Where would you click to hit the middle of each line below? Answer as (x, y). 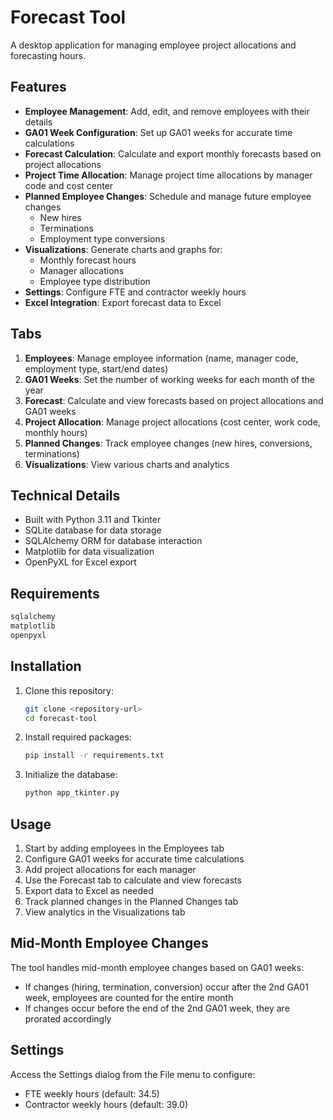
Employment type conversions (102, 238)
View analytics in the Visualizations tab (105, 912)
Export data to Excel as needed (89, 890)
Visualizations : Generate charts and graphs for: (123, 249)
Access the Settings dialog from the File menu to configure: (133, 1074)
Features (38, 87)
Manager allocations (82, 270)
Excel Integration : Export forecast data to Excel (123, 302)
